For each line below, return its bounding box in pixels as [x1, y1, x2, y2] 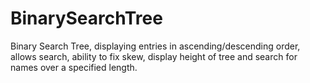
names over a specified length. [10, 61, 138, 73]
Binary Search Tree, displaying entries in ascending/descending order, [10, 40, 301, 52]
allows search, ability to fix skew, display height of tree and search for [10, 50, 298, 62]
